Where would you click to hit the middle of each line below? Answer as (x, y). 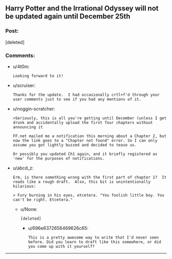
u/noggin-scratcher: (34, 109)
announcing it (28, 127)
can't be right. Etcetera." (42, 200)
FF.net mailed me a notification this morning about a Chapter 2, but (90, 136)
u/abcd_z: (23, 168)
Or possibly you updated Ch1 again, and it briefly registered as (85, 154)
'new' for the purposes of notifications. (59, 158)
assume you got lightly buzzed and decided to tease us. (75, 145)
